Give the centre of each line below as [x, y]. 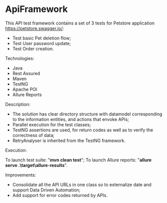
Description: [18, 104]
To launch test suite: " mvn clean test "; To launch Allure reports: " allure [78, 160]
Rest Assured [26, 73]
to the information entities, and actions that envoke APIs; [70, 119]
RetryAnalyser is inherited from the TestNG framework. [69, 140]
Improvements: [21, 175]
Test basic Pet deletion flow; [41, 38]
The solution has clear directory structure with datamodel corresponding [87, 114]
